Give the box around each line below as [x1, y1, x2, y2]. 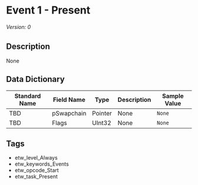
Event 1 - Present [6, 4, 91, 17]
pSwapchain [52, 109, 87, 117]
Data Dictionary [6, 74, 65, 84]
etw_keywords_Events [14, 160, 69, 168]
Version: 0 [6, 23, 31, 30]
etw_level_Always [14, 154, 58, 161]
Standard [14, 92, 41, 100]
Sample [161, 92, 184, 100]
